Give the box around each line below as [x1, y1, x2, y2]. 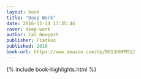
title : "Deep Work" [6, 15, 56, 21]
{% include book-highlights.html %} [6, 66, 97, 73]
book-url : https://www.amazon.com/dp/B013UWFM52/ [6, 49, 136, 55]
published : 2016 [6, 43, 48, 50]
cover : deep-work [6, 26, 51, 32]
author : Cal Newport [6, 32, 59, 38]
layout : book [6, 9, 40, 15]
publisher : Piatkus [6, 37, 56, 43]
